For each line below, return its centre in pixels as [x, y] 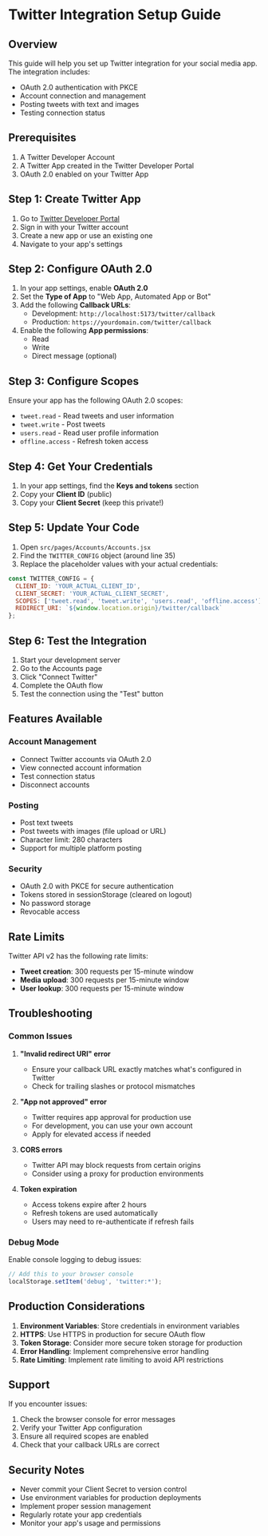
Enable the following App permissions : [84, 331]
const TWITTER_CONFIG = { [51, 578]
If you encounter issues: [48, 1404]
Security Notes [47, 1470]
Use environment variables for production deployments [110, 1498]
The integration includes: [49, 72]
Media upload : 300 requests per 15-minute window [104, 980]
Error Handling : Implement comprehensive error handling [114, 1351]
